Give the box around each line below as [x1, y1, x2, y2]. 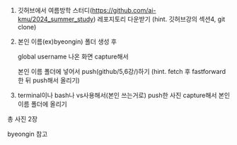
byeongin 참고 [7, 130, 48, 138]
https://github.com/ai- [91, 6, 156, 14]
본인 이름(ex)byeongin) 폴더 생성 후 [17, 37, 117, 46]
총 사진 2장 [7, 115, 37, 123]
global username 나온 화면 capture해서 [17, 52, 129, 61]
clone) [17, 23, 37, 31]
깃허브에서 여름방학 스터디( [17, 6, 93, 14]
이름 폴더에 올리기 [17, 100, 67, 108]
